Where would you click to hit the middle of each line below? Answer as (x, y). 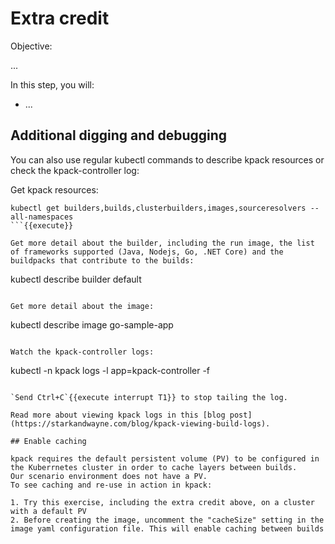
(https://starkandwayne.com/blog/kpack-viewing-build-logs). (140, 423)
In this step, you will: (52, 84)
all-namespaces (42, 217)
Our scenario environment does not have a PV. (109, 476)
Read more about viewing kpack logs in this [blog (118, 415)
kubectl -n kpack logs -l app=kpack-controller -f (110, 370)
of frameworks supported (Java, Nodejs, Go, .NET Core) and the (147, 252)
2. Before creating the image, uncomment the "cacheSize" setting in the (167, 520)
